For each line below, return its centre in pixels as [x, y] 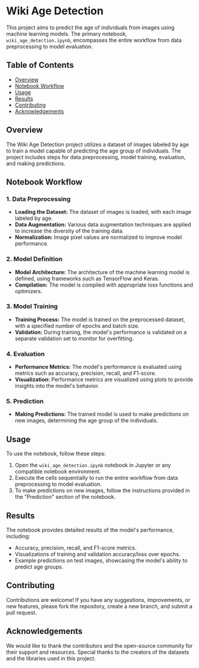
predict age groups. [39, 567]
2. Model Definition [34, 259]
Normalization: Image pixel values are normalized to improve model [98, 237]
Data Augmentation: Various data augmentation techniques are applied [103, 225]
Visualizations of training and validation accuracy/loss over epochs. [97, 554]
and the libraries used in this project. [51, 658]
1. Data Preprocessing [38, 199]
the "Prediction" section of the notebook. [65, 497]
